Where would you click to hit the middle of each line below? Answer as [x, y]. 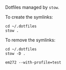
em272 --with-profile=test [33, 62]
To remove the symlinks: [30, 40]
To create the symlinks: [29, 17]
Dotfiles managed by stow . [32, 7]
